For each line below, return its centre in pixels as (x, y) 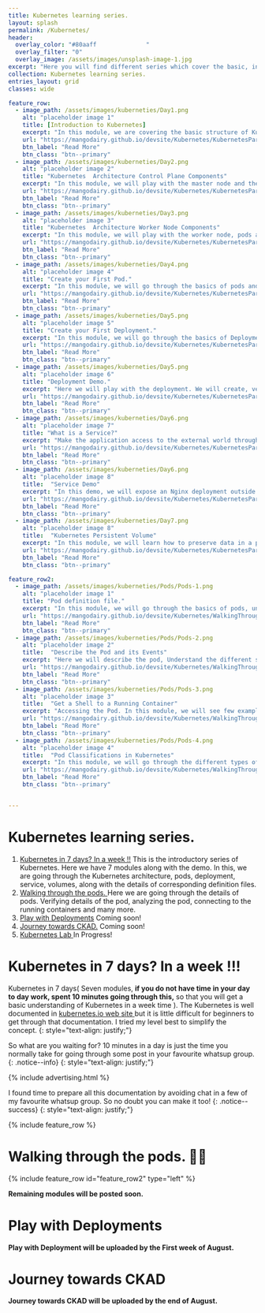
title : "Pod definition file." (74, 601)
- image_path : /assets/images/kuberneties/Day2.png (102, 162)
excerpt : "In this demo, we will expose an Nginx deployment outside (139, 491)
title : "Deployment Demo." (67, 382)
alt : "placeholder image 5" (68, 323)
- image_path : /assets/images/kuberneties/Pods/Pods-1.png (114, 587)
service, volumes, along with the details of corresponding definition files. (138, 884)
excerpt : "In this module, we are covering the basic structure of (135, 132)
